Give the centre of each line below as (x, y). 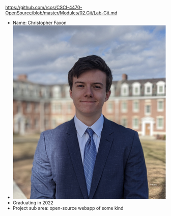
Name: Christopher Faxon (40, 23)
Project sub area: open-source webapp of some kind (68, 208)
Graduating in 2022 (33, 202)
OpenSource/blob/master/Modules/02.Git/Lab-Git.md (61, 13)
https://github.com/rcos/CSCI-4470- (44, 7)
